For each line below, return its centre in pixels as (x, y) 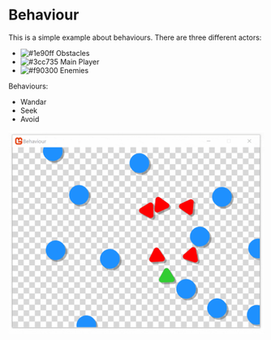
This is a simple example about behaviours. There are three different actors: (135, 37)
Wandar (33, 101)
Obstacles (73, 53)
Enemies (74, 70)
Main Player (80, 62)
